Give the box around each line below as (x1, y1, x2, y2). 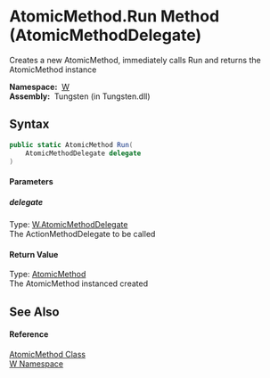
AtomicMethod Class (9, 349, 86, 359)
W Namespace (9, 358, 64, 369)
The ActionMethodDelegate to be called (9, 228, 156, 239)
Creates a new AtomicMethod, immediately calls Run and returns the (9, 54, 261, 65)
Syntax (9, 117, 50, 132)
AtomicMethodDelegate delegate (25, 149, 142, 158)
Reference (9, 329, 49, 340)
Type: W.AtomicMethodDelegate (9, 218, 128, 229)
